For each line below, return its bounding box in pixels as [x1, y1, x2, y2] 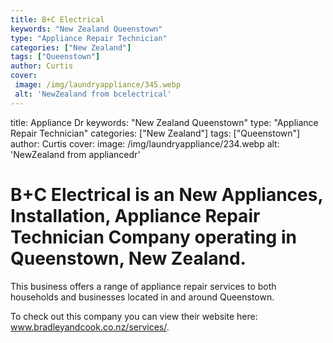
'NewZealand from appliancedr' [10, 148, 141, 160]
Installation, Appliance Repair [10, 204, 261, 227]
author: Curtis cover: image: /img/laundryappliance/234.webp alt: [10, 137, 280, 150]
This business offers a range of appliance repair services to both [10, 280, 277, 292]
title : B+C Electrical [10, 14, 105, 25]
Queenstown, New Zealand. [10, 247, 247, 270]
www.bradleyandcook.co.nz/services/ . [10, 321, 170, 333]
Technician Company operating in [10, 226, 297, 248]
